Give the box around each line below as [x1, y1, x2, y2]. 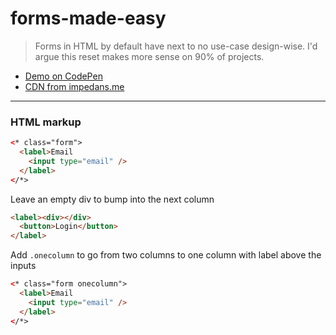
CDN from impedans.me [24, 80, 125, 92]
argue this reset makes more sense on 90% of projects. [34, 50, 265, 62]
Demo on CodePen [24, 70, 103, 82]
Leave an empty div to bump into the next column [10, 193, 215, 205]
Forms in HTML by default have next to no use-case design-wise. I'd [34, 40, 318, 52]
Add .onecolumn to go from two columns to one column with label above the [10, 249, 322, 261]
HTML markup [10, 115, 82, 129]
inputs [10, 260, 37, 272]
